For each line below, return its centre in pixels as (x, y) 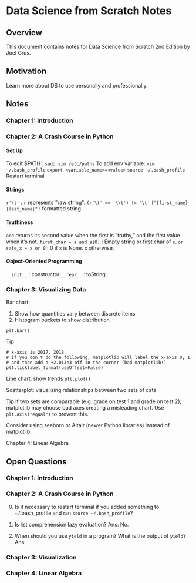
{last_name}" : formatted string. (44, 209)
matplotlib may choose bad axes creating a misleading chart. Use (85, 408)
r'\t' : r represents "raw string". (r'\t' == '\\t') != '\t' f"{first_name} (97, 202)
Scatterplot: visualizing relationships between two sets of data (81, 390)
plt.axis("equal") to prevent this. (48, 414)
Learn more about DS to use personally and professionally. (77, 85)
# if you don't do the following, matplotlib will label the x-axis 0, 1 (98, 358)
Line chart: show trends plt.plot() (48, 379)
